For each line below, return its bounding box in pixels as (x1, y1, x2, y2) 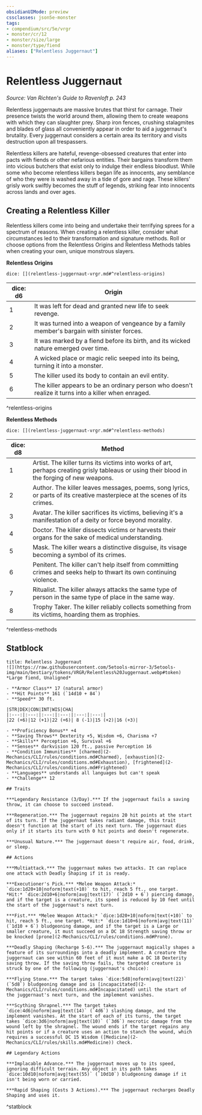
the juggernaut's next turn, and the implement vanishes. (6, 992, 155, 998)
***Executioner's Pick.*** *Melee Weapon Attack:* (6, 881, 136, 887)
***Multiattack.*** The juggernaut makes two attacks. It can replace (6, 865, 187, 872)
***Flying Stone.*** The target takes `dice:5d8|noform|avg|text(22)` (6, 976, 187, 982)
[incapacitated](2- (97, 982, 147, 988)
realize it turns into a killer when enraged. (34, 388, 151, 397)
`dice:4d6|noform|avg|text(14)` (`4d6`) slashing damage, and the (6, 1008, 176, 1014)
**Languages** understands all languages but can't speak (11, 770, 161, 776)
